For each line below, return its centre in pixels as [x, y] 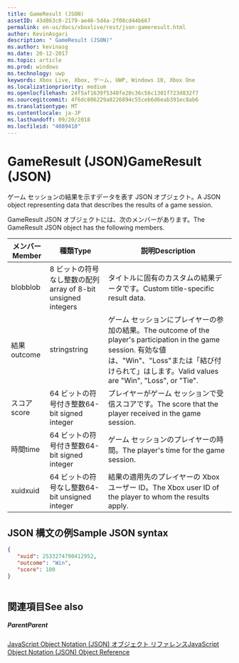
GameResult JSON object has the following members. [86, 227]
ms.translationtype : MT [43, 107]
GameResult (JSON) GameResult [105, 161]
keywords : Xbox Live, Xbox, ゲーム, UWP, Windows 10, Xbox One [101, 80]
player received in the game [154, 414]
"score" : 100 [36, 569]
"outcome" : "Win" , [44, 563]
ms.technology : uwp [36, 73]
